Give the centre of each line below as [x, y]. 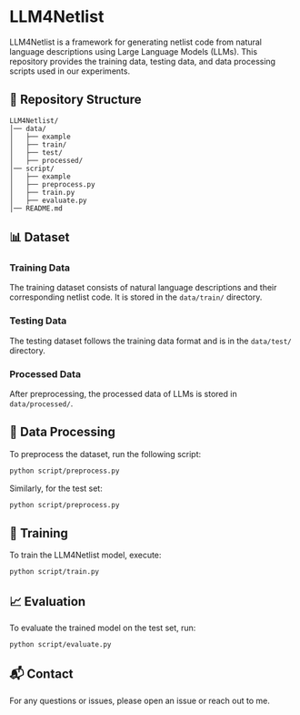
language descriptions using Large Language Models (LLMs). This [133, 51]
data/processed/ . [41, 403]
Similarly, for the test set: [56, 488]
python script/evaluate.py [60, 645]
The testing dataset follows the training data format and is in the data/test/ [151, 341]
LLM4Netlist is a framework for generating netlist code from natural [135, 42]
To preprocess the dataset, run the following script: [105, 454]
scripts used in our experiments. [70, 71]
